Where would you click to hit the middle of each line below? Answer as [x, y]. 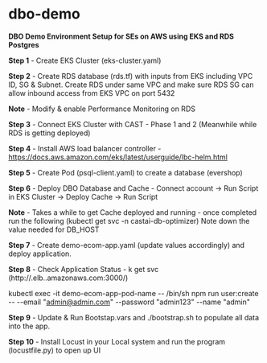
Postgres [24, 44]
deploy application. [40, 254]
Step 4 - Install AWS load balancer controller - [85, 148]
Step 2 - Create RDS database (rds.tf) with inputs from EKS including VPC [131, 76]
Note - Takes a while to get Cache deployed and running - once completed [133, 212]
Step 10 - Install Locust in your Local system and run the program [117, 341]
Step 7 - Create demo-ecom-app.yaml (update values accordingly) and [127, 245]
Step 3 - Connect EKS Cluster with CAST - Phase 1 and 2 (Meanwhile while [133, 124]
